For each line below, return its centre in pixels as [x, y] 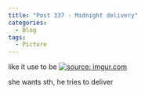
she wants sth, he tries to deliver [61, 82]
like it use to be [33, 67]
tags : [17, 37]
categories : [27, 23]
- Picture [31, 45]
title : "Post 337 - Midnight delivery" [73, 15]
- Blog [26, 30]
